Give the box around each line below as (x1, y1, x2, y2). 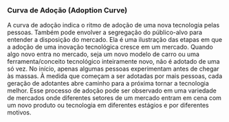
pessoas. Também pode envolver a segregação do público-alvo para (7, 28, 203, 36)
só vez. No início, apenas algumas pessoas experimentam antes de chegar (7, 64, 219, 73)
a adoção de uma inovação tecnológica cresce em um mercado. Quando (7, 43, 213, 51)
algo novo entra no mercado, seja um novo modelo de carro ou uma (7, 50, 199, 58)
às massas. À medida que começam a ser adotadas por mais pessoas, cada (7, 72, 223, 80)
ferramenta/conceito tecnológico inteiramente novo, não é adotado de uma (7, 58, 220, 66)
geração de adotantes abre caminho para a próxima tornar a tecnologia (7, 80, 210, 88)
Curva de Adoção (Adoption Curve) (7, 5, 128, 15)
